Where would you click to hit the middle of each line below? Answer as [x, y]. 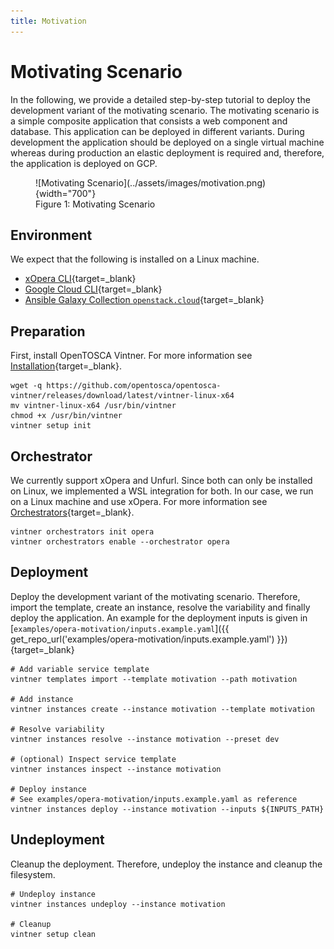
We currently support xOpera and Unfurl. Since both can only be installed [161, 480]
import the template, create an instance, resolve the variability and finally [160, 607]
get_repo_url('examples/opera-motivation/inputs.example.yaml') [142, 639]
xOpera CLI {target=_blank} [80, 279]
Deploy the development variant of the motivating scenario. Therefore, [155, 596]
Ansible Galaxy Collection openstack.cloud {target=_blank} [144, 300]
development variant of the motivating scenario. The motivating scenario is [165, 110]
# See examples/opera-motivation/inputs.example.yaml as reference [154, 799]
